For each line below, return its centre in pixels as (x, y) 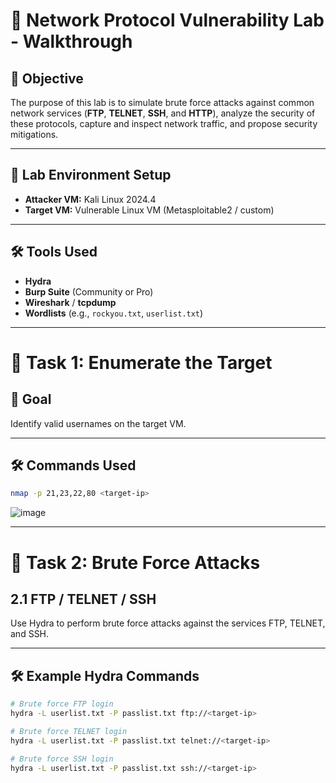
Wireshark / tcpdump (70, 302)
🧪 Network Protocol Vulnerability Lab (167, 20)
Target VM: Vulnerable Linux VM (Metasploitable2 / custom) (149, 210)
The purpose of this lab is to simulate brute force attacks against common (162, 102)
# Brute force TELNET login (69, 731)
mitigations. (34, 134)
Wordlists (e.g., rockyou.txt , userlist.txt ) (114, 313)
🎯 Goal (31, 399)
